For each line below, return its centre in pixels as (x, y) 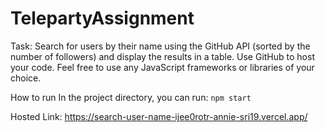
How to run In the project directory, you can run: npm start (131, 97)
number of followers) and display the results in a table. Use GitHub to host (162, 56)
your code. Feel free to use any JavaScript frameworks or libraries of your (162, 67)
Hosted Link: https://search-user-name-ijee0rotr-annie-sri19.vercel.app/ (159, 116)
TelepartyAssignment (102, 18)
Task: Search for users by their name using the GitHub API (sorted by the (160, 46)
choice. (26, 78)
